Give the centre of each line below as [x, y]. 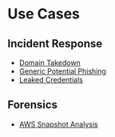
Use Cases [44, 14]
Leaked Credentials [51, 80]
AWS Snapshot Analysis [58, 124]
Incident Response [55, 44]
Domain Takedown [50, 62]
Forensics [32, 105]
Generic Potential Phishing [63, 71]
